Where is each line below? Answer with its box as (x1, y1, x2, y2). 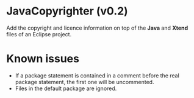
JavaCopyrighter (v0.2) (6, 4, 128, 18)
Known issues (6, 52, 79, 66)
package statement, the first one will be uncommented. (15, 78, 154, 85)
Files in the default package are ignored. (15, 85, 117, 92)
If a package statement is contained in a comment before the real (15, 71, 180, 79)
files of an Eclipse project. (6, 30, 72, 38)
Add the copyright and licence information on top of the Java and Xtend (6, 24, 189, 31)
